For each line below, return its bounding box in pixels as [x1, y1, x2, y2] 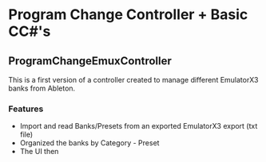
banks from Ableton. [8, 83, 76, 93]
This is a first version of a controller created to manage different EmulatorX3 [8, 75, 259, 84]
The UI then [19, 147, 59, 156]
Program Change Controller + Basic [8, 6, 248, 24]
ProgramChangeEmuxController [8, 54, 172, 67]
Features [8, 103, 44, 114]
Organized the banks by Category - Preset [19, 138, 160, 148]
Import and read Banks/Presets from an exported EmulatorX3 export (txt [19, 121, 258, 131]
